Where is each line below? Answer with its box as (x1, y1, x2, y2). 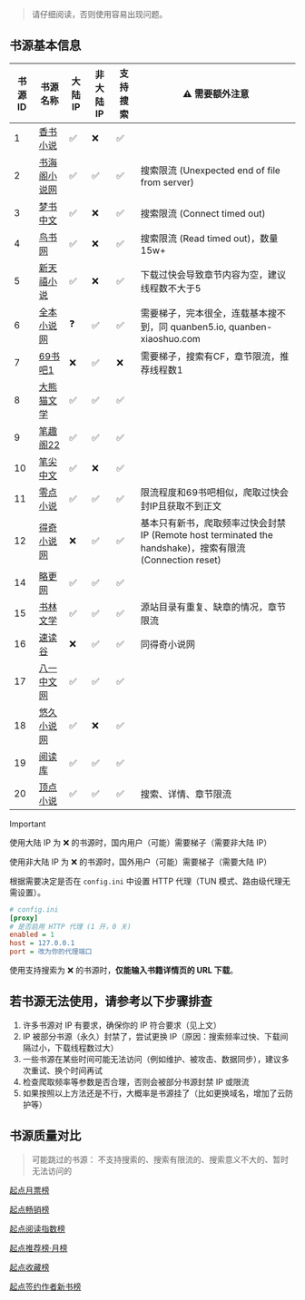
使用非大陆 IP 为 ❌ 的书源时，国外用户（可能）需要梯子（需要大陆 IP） (9, 856, 272, 867)
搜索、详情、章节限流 (140, 787, 232, 800)
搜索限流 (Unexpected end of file (140, 163, 281, 176)
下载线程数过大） (54, 1042, 119, 1053)
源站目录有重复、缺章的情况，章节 (140, 601, 287, 613)
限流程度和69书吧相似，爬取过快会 (140, 485, 289, 498)
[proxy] (9, 914, 39, 923)
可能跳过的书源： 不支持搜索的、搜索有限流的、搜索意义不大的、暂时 (31, 1154, 289, 1165)
